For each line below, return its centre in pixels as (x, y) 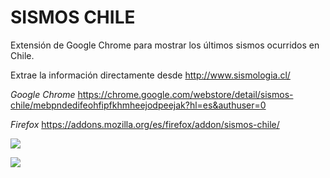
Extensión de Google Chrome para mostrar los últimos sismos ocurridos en (165, 45)
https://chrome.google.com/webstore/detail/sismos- (185, 94)
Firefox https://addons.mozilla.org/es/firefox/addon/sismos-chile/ (145, 124)
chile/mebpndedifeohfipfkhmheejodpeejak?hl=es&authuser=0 (138, 105)
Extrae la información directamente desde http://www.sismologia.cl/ (150, 75)
